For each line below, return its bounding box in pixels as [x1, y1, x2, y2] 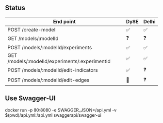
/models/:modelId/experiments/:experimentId [7, 58, 111, 65]
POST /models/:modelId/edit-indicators [7, 67, 98, 74]
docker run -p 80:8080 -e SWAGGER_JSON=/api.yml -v [5, 107, 117, 113]
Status [5, 4, 26, 12]
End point [53, 18, 76, 25]
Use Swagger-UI [5, 94, 56, 103]
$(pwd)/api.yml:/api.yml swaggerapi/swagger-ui [5, 112, 102, 118]
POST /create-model [7, 26, 56, 33]
